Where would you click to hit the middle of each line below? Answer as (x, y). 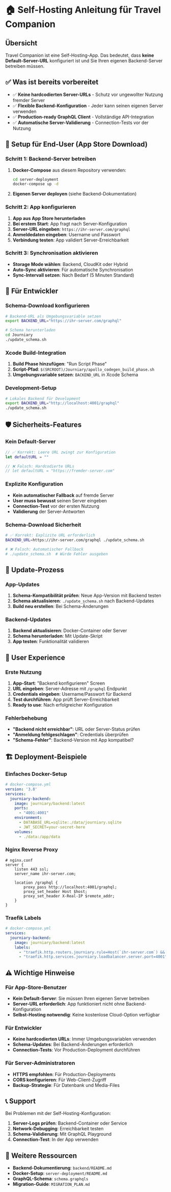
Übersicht (21, 43)
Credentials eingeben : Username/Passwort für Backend (72, 694)
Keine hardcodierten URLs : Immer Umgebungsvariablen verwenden (84, 1039)
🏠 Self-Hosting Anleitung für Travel (83, 10)
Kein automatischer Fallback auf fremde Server (63, 495)
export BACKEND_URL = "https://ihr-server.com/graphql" (64, 321)
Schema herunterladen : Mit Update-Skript (58, 636)
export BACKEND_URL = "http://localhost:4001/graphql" (62, 403)
